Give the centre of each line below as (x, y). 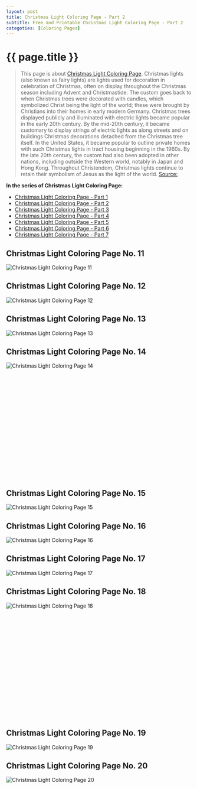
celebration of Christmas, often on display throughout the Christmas (103, 86)
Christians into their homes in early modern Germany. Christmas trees (105, 111)
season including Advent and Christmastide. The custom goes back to (106, 93)
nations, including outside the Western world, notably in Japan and (102, 162)
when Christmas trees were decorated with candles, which (92, 99)
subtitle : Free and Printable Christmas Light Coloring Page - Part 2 (95, 22)
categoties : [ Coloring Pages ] (43, 28)
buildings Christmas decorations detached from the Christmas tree (102, 137)
